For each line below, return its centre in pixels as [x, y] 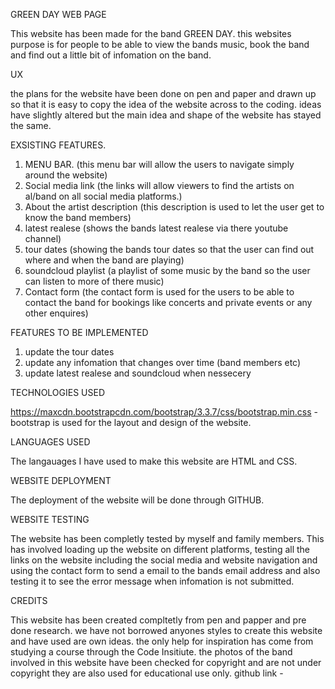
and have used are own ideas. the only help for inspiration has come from [162, 641]
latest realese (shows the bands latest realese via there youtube [156, 228]
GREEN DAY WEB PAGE [58, 14]
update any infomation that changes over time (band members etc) [163, 362]
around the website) [66, 175]
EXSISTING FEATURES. [58, 145]
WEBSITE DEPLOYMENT [61, 480]
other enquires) [56, 313]
